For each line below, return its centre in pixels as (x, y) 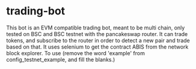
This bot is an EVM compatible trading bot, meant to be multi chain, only (96, 28)
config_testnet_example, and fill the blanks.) (61, 59)
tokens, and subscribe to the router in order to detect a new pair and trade (98, 40)
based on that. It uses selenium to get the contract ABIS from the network (97, 47)
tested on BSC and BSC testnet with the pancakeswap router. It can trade (97, 34)
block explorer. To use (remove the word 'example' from (76, 53)
